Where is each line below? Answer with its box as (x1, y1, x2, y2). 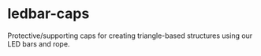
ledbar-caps (7, 5, 90, 23)
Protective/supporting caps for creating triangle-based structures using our (7, 31, 253, 40)
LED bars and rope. (7, 39, 70, 48)
